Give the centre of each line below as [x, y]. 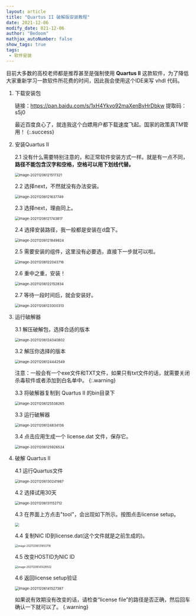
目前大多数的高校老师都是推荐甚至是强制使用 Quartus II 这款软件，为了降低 [97, 73]
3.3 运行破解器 [32, 415]
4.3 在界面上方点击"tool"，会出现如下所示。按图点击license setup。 [97, 514]
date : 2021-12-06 [27, 22]
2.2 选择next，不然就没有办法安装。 [58, 186]
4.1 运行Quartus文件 [39, 471]
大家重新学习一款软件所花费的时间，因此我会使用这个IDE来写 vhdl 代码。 [94, 80]
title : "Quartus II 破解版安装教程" [48, 17]
